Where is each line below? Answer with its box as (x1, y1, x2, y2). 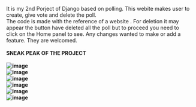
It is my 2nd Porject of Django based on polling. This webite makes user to (6, 5, 190, 12)
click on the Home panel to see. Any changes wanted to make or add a (6, 30, 181, 38)
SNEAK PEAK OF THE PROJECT (6, 50, 86, 56)
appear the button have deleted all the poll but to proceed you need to (6, 24, 180, 31)
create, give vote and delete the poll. (6, 11, 97, 19)
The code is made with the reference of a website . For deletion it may (6, 18, 179, 25)
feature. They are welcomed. (6, 37, 78, 44)
